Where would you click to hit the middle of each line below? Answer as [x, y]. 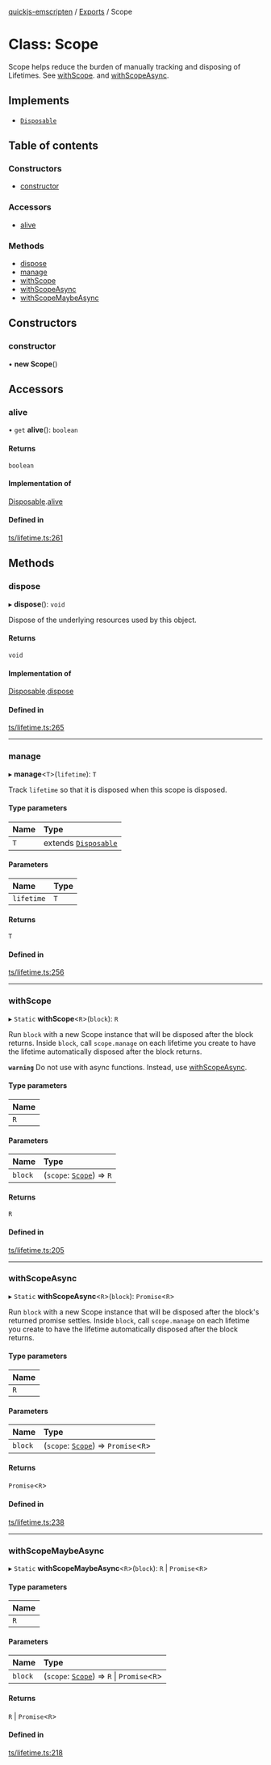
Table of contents [53, 146]
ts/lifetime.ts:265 [36, 728]
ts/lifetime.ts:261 [35, 538]
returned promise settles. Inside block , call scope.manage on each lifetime [129, 1320]
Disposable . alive [35, 502]
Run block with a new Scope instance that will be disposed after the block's [134, 1312]
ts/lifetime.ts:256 [36, 972]
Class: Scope [54, 44]
